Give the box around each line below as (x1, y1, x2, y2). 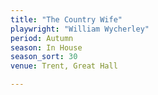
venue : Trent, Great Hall (10, 61, 118, 71)
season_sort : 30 (10, 52, 78, 62)
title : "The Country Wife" (10, 14, 123, 25)
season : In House (10, 42, 83, 53)
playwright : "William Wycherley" (10, 24, 150, 34)
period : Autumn (10, 33, 74, 43)
